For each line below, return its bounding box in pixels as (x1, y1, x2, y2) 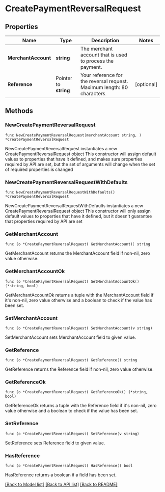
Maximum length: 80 (80, 84, 128, 91)
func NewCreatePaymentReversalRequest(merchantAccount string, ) (5, 133, 141, 137)
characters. (80, 90, 107, 97)
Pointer (55, 75, 73, 82)
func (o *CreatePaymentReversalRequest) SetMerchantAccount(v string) (5, 326, 153, 330)
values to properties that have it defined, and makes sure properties (5, 156, 142, 162)
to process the (80, 57, 114, 64)
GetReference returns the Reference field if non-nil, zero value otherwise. (5, 366, 154, 372)
